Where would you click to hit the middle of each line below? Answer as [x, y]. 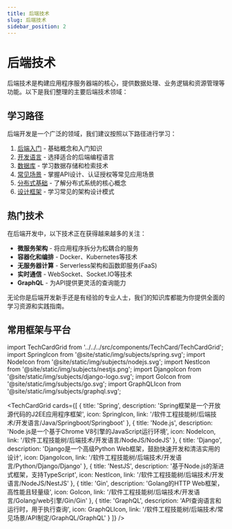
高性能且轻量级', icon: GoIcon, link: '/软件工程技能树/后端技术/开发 [101, 492]
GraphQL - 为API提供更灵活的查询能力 [71, 282]
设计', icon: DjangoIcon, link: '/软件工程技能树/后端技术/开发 [91, 457]
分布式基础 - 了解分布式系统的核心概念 [72, 183]
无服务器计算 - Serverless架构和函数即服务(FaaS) [87, 265]
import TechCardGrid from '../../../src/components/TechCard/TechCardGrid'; [115, 347]
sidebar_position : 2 [37, 26]
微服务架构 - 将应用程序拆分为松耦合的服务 [78, 248]
